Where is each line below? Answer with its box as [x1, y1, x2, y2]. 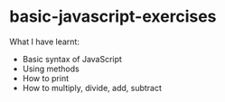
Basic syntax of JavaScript [22, 53, 122, 64]
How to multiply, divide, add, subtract [22, 82, 163, 93]
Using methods [22, 63, 80, 74]
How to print [22, 72, 70, 83]
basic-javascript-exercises [9, 6, 217, 27]
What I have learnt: [9, 36, 80, 47]
